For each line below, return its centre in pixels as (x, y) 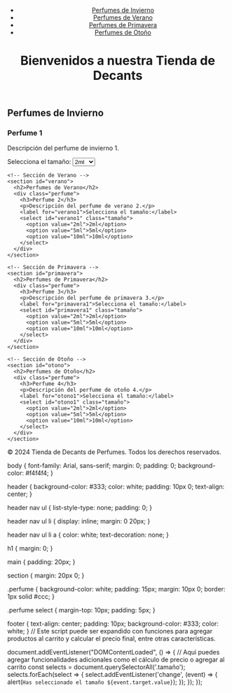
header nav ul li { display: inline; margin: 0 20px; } (79, 521)
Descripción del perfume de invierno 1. (63, 148)
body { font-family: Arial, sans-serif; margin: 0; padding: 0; (92, 466)
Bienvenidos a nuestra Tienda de (118, 61)
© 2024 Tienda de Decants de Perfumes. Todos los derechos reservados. (115, 452)
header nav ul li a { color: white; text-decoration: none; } (88, 535)
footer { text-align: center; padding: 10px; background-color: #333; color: (113, 624)
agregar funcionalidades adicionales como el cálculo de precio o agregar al (116, 660)
